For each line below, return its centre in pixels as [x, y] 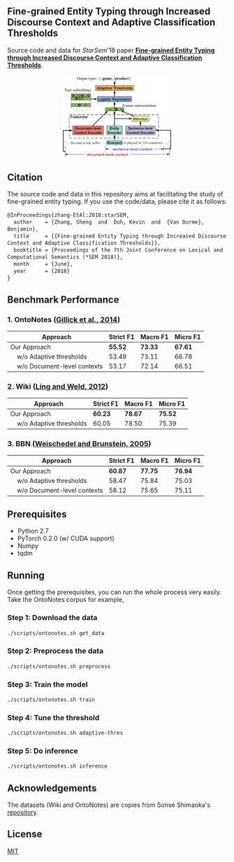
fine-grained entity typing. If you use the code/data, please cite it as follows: [117, 201]
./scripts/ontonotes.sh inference [58, 766]
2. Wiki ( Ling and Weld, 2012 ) [58, 386]
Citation [25, 177]
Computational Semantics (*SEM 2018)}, [65, 257]
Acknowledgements [52, 788]
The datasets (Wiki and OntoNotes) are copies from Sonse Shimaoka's [109, 805]
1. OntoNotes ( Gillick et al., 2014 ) [64, 319]
